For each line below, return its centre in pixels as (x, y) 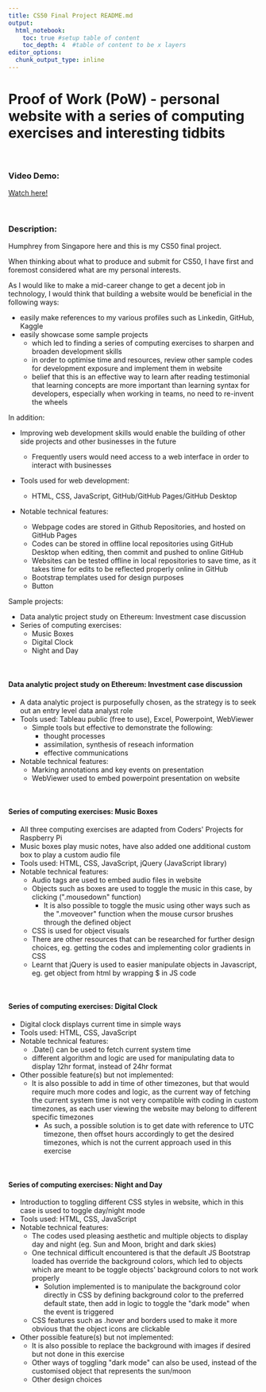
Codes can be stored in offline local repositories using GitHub (132, 544)
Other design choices (67, 1379)
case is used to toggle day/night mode (82, 1211)
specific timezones (62, 1117)
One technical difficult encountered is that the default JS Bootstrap (141, 1253)
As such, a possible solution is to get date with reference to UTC (148, 1126)
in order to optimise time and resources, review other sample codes (142, 360)
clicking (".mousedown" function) (86, 897)
